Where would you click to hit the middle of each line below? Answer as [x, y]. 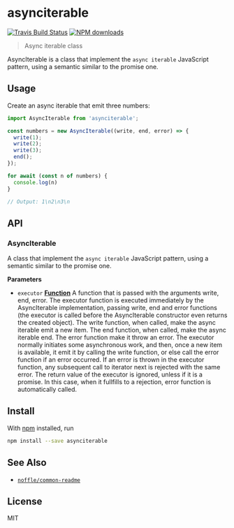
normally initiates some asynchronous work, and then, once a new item [120, 345]
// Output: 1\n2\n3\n [39, 201]
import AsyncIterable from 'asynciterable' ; [73, 118]
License [25, 501]
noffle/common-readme [49, 480]
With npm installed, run [41, 428]
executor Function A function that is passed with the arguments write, [118, 293]
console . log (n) [36, 182]
